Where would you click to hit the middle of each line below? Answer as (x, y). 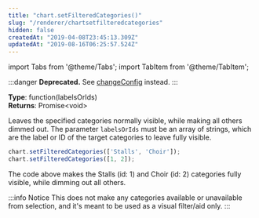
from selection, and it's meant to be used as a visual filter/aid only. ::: (119, 205)
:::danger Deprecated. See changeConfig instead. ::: (93, 82)
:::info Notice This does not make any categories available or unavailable (126, 198)
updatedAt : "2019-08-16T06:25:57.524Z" (73, 45)
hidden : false (31, 30)
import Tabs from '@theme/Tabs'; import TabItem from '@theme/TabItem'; (129, 67)
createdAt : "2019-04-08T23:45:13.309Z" (73, 37)
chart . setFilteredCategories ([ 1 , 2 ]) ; (71, 159)
